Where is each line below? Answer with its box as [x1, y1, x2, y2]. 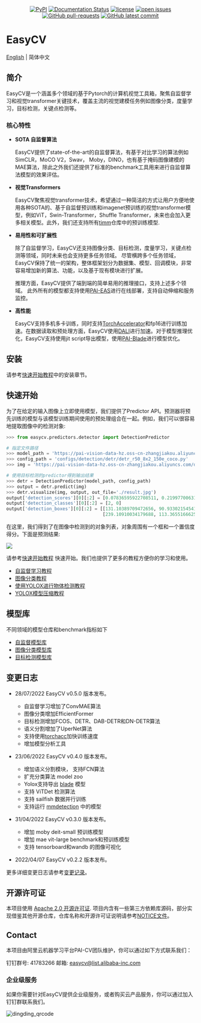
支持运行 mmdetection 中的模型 [23, 803, 102, 810]
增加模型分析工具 [23, 740, 66, 747]
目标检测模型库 [14, 653, 52, 661]
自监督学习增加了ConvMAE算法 [23, 702, 101, 709]
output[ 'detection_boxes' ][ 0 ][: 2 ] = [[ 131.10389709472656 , [6, 506, 157, 512]
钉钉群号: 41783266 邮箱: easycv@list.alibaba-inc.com [6, 960, 141, 967]
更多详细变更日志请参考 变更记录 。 [6, 869, 90, 876]
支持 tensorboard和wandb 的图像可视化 [23, 843, 121, 850]
